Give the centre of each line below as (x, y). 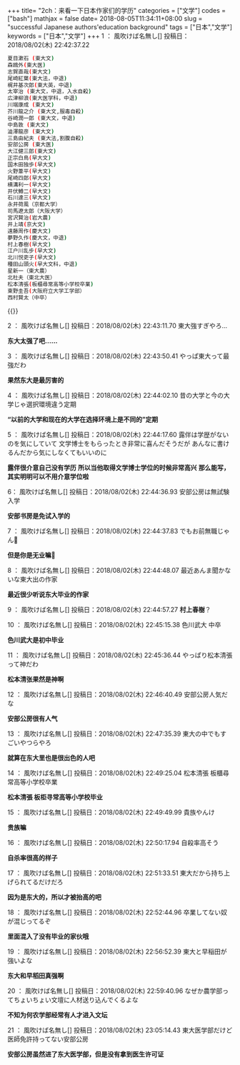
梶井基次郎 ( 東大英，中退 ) (40, 85)
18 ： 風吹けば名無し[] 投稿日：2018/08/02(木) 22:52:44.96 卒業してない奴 (117, 912)
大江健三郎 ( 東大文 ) (32, 151)
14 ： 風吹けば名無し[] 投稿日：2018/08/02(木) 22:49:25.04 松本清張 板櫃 (115, 773)
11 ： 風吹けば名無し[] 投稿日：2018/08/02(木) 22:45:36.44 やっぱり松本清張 (120, 655)
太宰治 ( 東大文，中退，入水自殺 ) (50, 91)
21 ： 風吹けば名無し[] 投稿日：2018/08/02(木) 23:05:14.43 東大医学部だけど (120, 1030)
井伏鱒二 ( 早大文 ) (29, 191)
